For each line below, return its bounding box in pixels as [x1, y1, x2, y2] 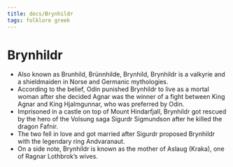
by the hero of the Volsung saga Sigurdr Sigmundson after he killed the [17, 115, 223, 123]
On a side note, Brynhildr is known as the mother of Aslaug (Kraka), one [17, 145, 225, 153]
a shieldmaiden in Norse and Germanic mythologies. [17, 78, 169, 86]
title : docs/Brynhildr [7, 10, 73, 18]
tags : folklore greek [7, 17, 71, 24]
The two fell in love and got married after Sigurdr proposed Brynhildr [17, 130, 216, 138]
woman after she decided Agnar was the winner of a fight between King [17, 93, 225, 101]
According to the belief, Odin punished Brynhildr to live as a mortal [17, 85, 210, 93]
